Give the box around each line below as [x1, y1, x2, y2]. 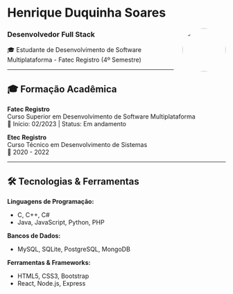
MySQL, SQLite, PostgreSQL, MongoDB [17, 245, 130, 254]
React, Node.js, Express [17, 279, 86, 288]
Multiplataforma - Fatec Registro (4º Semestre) [7, 55, 142, 64]
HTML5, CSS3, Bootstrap [17, 272, 89, 280]
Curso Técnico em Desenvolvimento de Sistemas [7, 141, 148, 149]
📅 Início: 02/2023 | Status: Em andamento [7, 120, 127, 128]
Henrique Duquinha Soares [7, 5, 166, 21]
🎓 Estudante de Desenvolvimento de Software [7, 46, 142, 54]
